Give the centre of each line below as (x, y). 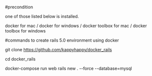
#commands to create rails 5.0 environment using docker (62, 40)
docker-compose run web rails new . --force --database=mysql (68, 68)
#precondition (19, 7)
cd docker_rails (20, 59)
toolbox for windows (25, 31)
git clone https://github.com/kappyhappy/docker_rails (59, 50)
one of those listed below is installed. (42, 16)
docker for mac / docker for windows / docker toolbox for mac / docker (76, 26)
